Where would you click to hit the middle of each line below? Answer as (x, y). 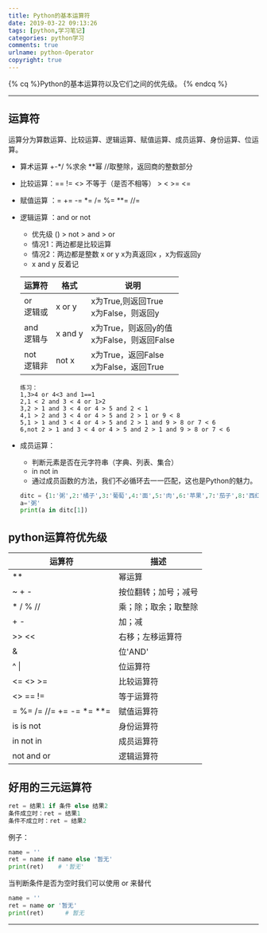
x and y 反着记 (55, 264)
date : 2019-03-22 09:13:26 (53, 23)
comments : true (33, 45)
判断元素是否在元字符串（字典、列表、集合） (105, 462)
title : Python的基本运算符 (49, 16)
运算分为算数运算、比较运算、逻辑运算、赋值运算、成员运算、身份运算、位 (130, 139)
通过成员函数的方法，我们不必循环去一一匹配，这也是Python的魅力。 (144, 480)
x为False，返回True (128, 367)
